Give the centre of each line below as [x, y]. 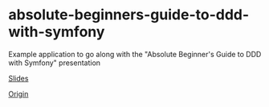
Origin [18, 93]
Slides [18, 78]
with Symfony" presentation [55, 63]
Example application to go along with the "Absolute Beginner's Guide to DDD [135, 54]
